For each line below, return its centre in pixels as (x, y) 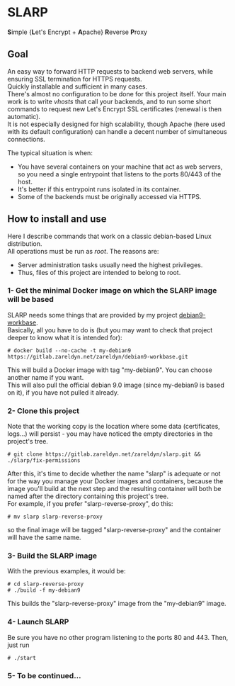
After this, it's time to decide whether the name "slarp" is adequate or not (114, 474)
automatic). (24, 116)
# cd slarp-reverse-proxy (45, 584)
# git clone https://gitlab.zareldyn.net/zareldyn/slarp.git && (104, 454)
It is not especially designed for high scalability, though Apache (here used (116, 124)
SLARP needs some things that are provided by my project (93, 315)
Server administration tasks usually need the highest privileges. (110, 265)
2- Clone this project (44, 410)
